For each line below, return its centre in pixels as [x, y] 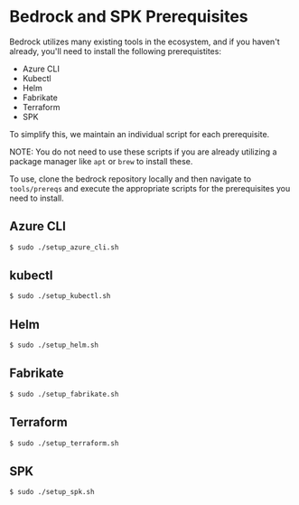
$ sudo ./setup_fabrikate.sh [64, 394]
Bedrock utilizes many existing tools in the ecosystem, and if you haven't [145, 42]
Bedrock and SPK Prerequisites [129, 17]
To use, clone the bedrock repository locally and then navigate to [130, 179]
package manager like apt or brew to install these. [101, 161]
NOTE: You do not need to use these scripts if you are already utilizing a [143, 152]
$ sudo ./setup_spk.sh [52, 492]
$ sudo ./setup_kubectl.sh [60, 296]
